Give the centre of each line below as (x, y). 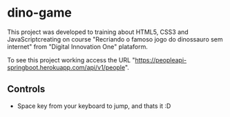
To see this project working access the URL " (71, 60)
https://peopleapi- (161, 60)
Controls (26, 89)
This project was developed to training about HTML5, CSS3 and (98, 32)
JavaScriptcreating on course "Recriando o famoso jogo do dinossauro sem (115, 39)
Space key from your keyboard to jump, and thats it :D (94, 106)
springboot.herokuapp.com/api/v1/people (66, 67)
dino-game (40, 13)
